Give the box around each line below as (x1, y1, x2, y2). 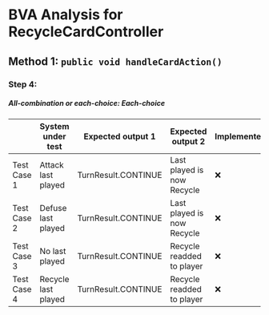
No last (39, 246, 66, 257)
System (39, 121, 70, 132)
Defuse (39, 203, 67, 214)
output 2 (171, 136, 206, 147)
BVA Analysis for (8, 6, 123, 24)
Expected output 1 (83, 131, 156, 142)
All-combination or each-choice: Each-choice (8, 99, 166, 108)
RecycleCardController (8, 22, 164, 41)
